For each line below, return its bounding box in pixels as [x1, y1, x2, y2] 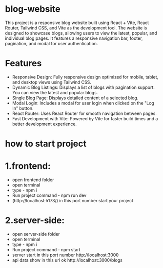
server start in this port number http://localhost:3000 [12, 252, 119, 258]
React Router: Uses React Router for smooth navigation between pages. [12, 110, 157, 116]
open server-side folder [12, 231, 60, 237]
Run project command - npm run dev [12, 192, 87, 198]
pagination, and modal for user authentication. [5, 40, 98, 46]
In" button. [12, 105, 34, 111]
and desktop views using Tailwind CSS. [12, 79, 91, 85]
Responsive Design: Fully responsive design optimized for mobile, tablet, [12, 74, 159, 80]
